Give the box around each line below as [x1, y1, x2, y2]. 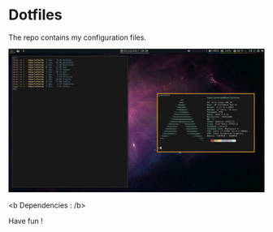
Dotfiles [8, 6, 63, 24]
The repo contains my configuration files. [8, 32, 146, 42]
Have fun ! [8, 217, 43, 226]
